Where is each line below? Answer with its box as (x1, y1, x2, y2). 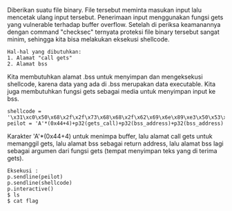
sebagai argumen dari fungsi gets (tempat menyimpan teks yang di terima (7, 147, 217, 154)
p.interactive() (7, 185, 54, 192)
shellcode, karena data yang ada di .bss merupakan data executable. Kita (7, 80, 216, 88)
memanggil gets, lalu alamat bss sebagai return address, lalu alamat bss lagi (7, 139, 224, 148)
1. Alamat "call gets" (7, 54, 72, 61)
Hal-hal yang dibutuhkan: (7, 48, 81, 55)
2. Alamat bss (7, 61, 48, 68)
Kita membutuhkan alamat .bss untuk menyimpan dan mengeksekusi (7, 72, 203, 81)
